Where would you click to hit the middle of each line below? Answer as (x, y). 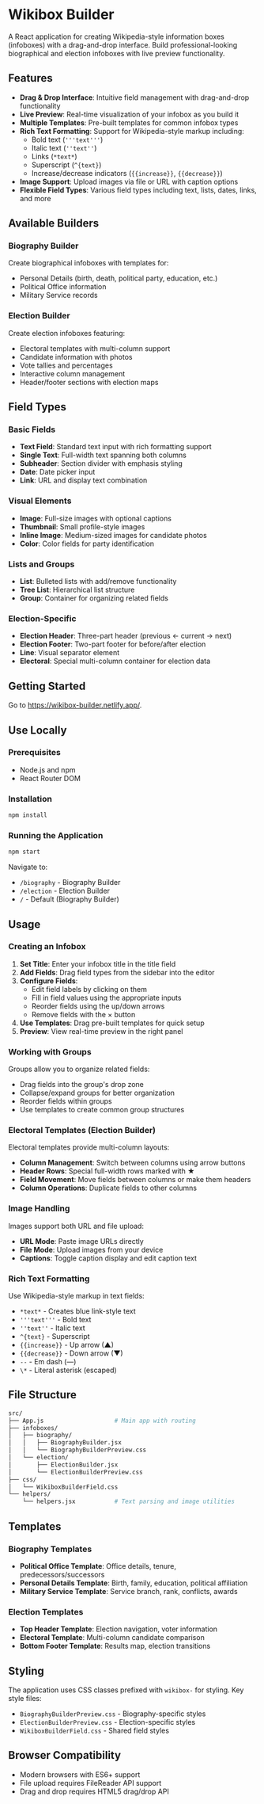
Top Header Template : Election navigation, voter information (119, 1629)
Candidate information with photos (76, 357)
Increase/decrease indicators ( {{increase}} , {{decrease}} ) (127, 173)
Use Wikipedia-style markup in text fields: (76, 1296)
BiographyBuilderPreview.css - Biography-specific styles (113, 1714)
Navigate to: (28, 867)
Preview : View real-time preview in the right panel (101, 1031)
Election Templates (46, 1611)
